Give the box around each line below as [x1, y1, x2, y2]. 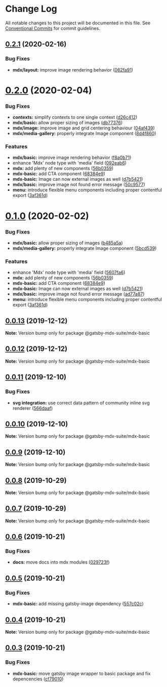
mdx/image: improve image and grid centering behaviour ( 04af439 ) [12, 125, 155, 131]
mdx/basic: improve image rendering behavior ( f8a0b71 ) [12, 154, 132, 160]
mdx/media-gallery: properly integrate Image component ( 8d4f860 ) [12, 130, 156, 137]
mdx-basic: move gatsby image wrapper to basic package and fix [12, 670, 151, 676]
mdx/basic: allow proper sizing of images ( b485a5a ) [12, 240, 123, 246]
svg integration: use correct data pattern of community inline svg [12, 400, 150, 406]
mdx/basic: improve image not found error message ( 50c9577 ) [12, 181, 145, 188]
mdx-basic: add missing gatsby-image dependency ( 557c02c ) [12, 601, 144, 607]
